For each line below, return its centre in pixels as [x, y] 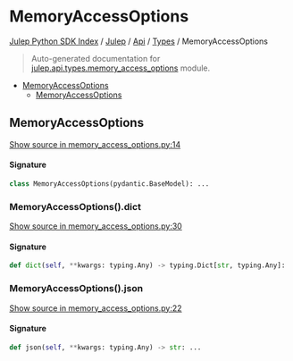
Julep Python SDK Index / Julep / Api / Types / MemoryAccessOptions [138, 41]
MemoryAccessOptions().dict [75, 206]
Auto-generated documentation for [96, 58]
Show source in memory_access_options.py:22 [96, 308]
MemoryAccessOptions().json [76, 289]
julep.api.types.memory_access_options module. [121, 68]
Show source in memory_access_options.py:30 [96, 226]
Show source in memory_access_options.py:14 [95, 144]
